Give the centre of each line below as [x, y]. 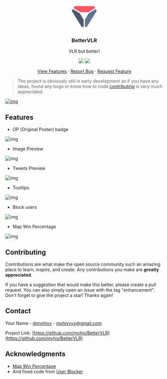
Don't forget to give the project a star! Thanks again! [59, 295]
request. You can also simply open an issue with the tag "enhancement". [80, 290]
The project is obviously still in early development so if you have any [88, 81]
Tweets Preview [29, 168]
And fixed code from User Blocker [48, 371]
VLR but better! [84, 51]
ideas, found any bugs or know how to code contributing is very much [90, 86]
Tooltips [21, 188]
